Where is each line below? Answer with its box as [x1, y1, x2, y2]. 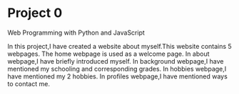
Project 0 [7, 5, 63, 21]
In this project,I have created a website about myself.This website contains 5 [7, 42, 232, 50]
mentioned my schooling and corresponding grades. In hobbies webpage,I [7, 64, 227, 73]
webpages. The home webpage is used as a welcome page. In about [7, 49, 210, 58]
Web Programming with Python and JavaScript [7, 28, 145, 37]
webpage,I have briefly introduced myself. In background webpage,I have [7, 57, 224, 65]
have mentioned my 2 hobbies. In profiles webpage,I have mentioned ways [7, 72, 228, 81]
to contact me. [7, 79, 50, 88]
